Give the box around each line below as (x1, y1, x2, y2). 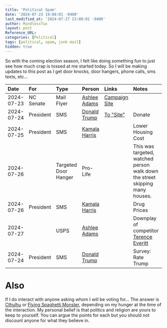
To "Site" (104, 111, 125, 118)
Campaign (104, 94, 128, 101)
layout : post (5, 26, 32, 31)
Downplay (133, 214, 157, 221)
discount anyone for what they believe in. (5, 317, 89, 323)
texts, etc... (5, 73, 28, 79)
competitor (133, 227, 159, 234)
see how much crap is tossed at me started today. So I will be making (5, 63, 147, 69)
